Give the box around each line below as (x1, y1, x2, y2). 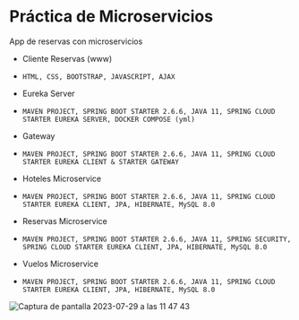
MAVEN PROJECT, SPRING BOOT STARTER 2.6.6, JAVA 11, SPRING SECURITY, (21, 235, 292, 244)
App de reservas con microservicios (9, 36, 143, 47)
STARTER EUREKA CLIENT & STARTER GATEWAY (21, 157, 179, 167)
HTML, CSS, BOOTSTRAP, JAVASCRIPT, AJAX (21, 72, 175, 82)
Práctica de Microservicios (9, 6, 213, 27)
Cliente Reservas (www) (21, 53, 113, 64)
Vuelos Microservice (21, 258, 98, 269)
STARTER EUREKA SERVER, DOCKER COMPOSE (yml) (21, 115, 195, 124)
